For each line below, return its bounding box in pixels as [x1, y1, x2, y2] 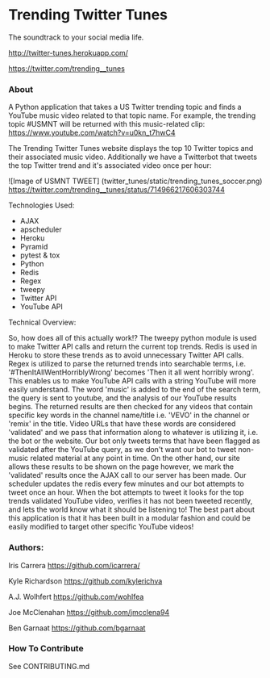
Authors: [8, 542, 44, 554]
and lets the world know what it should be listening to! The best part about [8, 504, 255, 514]
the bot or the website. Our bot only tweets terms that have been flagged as [8, 436, 260, 446]
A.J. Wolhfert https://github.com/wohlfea [8, 592, 144, 601]
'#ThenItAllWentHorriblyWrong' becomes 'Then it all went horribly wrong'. [8, 367, 255, 377]
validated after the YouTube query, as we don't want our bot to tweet [8, 445, 236, 454]
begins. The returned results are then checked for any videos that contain [8, 402, 254, 412]
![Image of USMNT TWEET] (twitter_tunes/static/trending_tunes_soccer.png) [8, 176, 263, 186]
